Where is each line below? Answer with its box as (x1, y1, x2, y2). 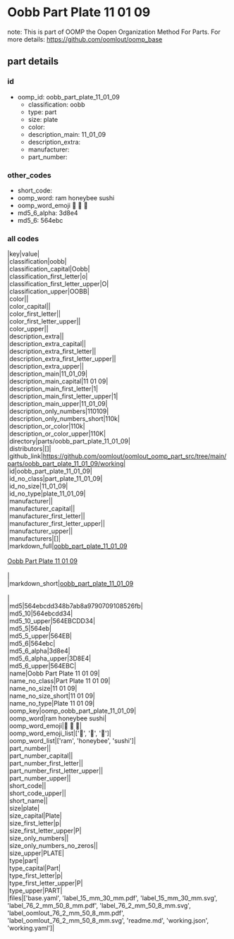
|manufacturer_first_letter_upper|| (7, 520, 106, 528)
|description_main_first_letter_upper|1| (7, 392, 118, 400)
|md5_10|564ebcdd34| (7, 609, 73, 618)
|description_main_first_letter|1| (7, 385, 99, 393)
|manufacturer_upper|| (7, 527, 73, 536)
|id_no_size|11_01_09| (7, 482, 68, 491)
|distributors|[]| (7, 445, 51, 453)
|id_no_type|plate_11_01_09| (7, 489, 86, 498)
